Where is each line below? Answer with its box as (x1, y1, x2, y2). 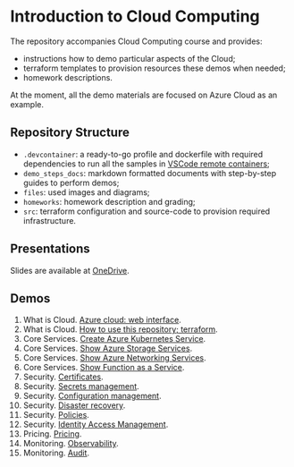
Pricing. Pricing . (22, 429, 82, 439)
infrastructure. (22, 215, 77, 225)
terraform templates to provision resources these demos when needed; (22, 63, 286, 73)
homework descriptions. (22, 72, 113, 82)
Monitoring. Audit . (22, 447, 90, 458)
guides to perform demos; (22, 177, 120, 188)
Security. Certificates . (22, 371, 104, 382)
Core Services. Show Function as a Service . (22, 362, 185, 373)
